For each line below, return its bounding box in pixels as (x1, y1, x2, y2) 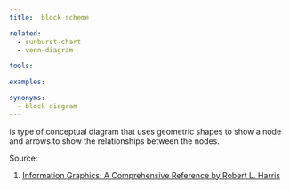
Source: (9, 153, 38, 163)
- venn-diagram (17, 45, 74, 54)
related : (9, 28, 42, 38)
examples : (9, 77, 46, 87)
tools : (9, 61, 34, 71)
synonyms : (9, 94, 46, 103)
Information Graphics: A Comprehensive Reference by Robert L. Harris (21, 169, 281, 180)
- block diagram (17, 102, 77, 111)
